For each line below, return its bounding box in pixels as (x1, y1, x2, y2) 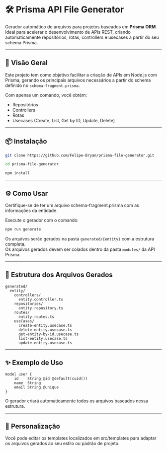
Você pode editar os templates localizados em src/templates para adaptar (5, 435, 157, 441)
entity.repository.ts (18, 305, 64, 310)
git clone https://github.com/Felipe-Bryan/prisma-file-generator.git (5, 152, 155, 158)
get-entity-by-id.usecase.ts (18, 331, 79, 337)
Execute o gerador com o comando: (5, 217, 79, 223)
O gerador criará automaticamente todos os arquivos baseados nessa (5, 398, 148, 404)
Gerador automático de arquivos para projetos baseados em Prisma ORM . (5, 23, 158, 30)
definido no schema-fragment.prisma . (5, 82, 81, 88)
